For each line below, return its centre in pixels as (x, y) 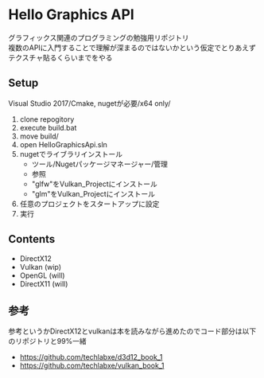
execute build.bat (48, 127)
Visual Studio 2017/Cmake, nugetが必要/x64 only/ (89, 103)
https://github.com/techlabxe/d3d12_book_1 (91, 357)
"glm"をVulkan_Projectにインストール (93, 193)
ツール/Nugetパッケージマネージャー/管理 (100, 164)
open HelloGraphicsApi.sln (63, 144)
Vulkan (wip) (41, 267)
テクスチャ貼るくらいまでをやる (60, 57)
